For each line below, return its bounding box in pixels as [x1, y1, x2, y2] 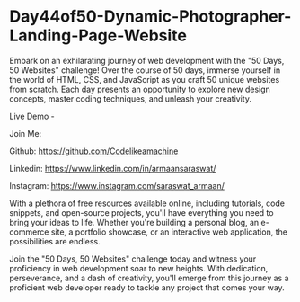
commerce [9, 226, 49, 237]
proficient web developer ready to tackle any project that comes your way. [9, 281, 285, 293]
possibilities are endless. [9, 235, 101, 246]
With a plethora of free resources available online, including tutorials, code [9, 198, 286, 209]
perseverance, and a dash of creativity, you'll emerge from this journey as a [9, 272, 289, 283]
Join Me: [9, 128, 42, 138]
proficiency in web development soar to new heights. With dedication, [9, 262, 269, 273]
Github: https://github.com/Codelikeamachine [9, 146, 179, 156]
